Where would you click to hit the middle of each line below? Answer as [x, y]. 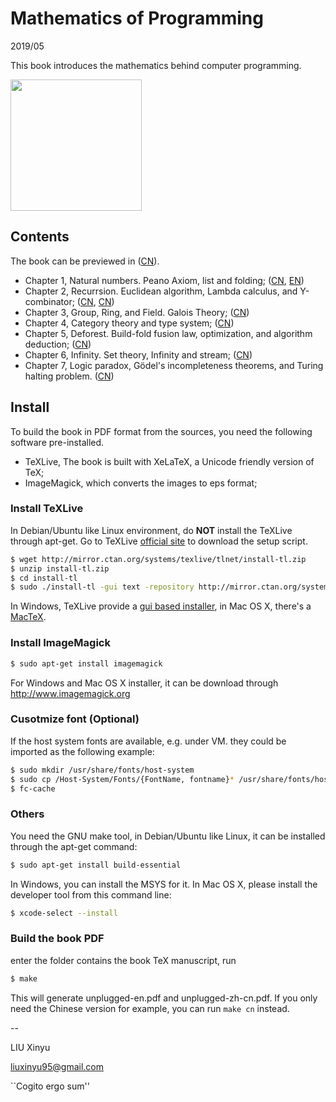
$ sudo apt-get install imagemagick [86, 663]
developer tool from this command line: [91, 894]
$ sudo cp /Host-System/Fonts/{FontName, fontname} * [122, 779]
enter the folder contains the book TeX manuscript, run [123, 960]
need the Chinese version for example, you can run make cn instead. [150, 1008]
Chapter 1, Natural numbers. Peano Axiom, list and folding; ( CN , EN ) [164, 280]
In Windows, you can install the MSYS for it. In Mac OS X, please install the [164, 884]
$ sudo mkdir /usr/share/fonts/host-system [102, 770]
